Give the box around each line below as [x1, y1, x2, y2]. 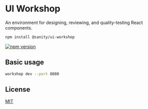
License [5, 85, 30, 93]
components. [5, 24, 32, 30]
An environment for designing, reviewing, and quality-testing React [5, 19, 143, 25]
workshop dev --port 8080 [5, 71, 59, 76]
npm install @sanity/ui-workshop [5, 34, 75, 39]
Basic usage [5, 58, 44, 66]
